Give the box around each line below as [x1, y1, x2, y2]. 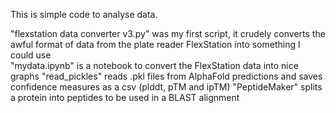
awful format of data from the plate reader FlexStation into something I [10, 39, 301, 50]
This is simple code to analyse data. [10, 9, 158, 20]
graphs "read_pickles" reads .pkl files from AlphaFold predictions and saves [10, 70, 323, 82]
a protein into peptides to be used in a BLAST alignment [10, 92, 240, 103]
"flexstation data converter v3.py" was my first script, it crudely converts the [10, 28, 326, 39]
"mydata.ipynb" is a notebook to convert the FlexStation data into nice [10, 60, 299, 71]
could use [10, 49, 52, 61]
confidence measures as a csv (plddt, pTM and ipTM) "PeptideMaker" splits [10, 81, 323, 93]
